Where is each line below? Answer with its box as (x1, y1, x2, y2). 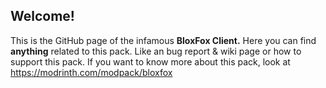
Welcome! (10, 8, 75, 25)
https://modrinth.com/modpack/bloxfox (10, 66, 173, 78)
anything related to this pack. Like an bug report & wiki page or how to (10, 45, 302, 57)
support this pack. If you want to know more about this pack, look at (10, 55, 291, 68)
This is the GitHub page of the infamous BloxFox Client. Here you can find (10, 34, 317, 46)
